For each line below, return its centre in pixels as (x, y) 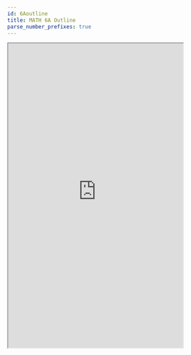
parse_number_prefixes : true (49, 26)
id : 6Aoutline (28, 14)
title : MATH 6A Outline (42, 20)
